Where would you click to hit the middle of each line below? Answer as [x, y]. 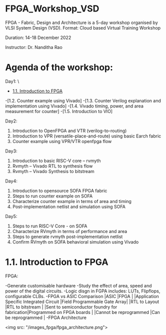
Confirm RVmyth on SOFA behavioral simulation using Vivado [75, 242]
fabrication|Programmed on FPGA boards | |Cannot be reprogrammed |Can [82, 312]
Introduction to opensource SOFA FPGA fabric [60, 190]
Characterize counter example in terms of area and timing [72, 201]
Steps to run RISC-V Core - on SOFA [50, 226]
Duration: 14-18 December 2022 [38, 37]
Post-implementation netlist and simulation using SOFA [69, 206]
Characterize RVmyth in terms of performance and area [70, 231]
